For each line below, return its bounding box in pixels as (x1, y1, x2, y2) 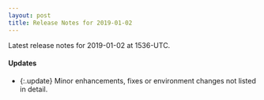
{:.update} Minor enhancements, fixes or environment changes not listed (19, 76, 257, 85)
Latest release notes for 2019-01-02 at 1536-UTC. (8, 40, 171, 50)
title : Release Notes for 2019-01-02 (8, 19, 133, 27)
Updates (8, 58, 37, 68)
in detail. (19, 84, 48, 94)
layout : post (8, 11, 51, 20)
